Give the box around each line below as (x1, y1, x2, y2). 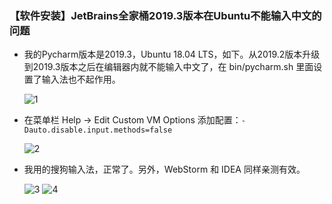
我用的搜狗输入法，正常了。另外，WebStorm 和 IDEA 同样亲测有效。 (23, 163, 306, 176)
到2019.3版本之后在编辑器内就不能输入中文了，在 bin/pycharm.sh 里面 (23, 61, 314, 73)
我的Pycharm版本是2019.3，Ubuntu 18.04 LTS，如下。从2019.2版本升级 (23, 48, 321, 61)
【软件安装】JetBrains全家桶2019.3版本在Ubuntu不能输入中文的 (9, 8, 322, 22)
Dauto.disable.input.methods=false (23, 125, 173, 136)
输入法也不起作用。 (41, 73, 121, 86)
